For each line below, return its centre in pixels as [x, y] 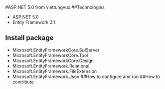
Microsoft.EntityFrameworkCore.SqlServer [56, 50]
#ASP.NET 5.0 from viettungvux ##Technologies [55, 7]
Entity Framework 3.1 [34, 22]
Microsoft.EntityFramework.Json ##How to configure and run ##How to [86, 76]
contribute [23, 81]
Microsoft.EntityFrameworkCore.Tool [50, 55]
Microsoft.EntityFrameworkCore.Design [53, 60]
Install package [29, 38]
